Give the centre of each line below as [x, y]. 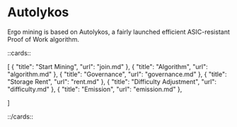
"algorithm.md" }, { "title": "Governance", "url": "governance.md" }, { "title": [117, 74]
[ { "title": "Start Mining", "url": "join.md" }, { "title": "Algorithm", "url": [108, 66]
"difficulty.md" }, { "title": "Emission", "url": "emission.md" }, [95, 89]
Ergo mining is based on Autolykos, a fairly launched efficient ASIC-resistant [118, 32]
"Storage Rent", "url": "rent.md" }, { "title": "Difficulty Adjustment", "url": [112, 81]
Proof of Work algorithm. [44, 39]
